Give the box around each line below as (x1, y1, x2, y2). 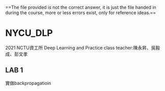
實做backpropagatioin (5, 80, 51, 86)
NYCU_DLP (5, 27, 53, 39)
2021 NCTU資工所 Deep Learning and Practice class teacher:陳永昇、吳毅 (5, 44, 160, 51)
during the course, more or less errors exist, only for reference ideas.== (5, 10, 156, 16)
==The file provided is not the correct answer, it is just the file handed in (5, 5, 156, 10)
